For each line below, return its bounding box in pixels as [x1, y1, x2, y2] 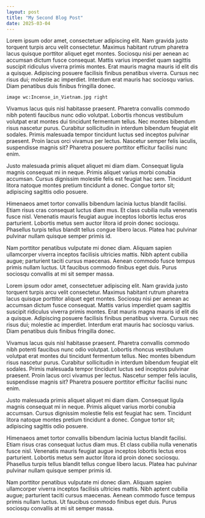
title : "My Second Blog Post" [6, 15, 84, 21]
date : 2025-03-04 [6, 20, 51, 26]
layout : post [6, 9, 40, 15]
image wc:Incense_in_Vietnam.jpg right [6, 94, 108, 101]
